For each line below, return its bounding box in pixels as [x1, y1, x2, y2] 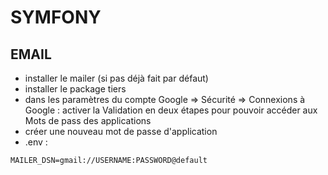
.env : [24, 136, 48, 148]
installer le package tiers [24, 83, 127, 95]
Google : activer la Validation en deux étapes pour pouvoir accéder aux [24, 104, 318, 116]
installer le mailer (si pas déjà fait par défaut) [24, 72, 209, 84]
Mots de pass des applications [24, 115, 152, 126]
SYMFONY [10, 6, 102, 29]
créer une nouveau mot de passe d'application [24, 126, 218, 137]
